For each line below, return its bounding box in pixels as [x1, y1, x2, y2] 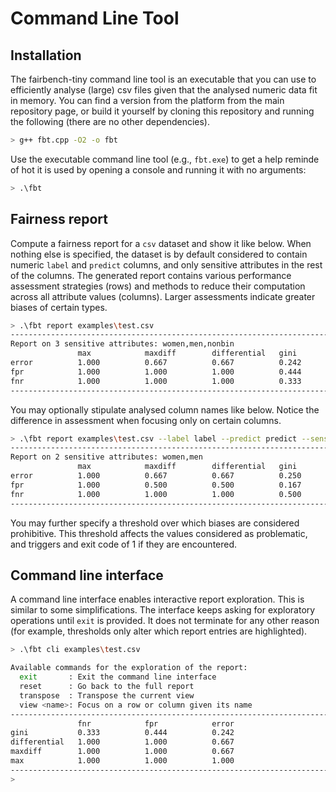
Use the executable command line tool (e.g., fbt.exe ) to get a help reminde [10, 153, 320, 165]
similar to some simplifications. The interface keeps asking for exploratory [10, 604, 316, 616]
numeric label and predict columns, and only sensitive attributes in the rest [10, 258, 323, 271]
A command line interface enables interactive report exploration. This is [10, 593, 305, 606]
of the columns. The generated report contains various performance [10, 269, 292, 281]
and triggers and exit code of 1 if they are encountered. [10, 538, 238, 550]
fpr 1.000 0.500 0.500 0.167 [10, 480, 302, 490]
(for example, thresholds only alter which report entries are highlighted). [10, 625, 308, 637]
